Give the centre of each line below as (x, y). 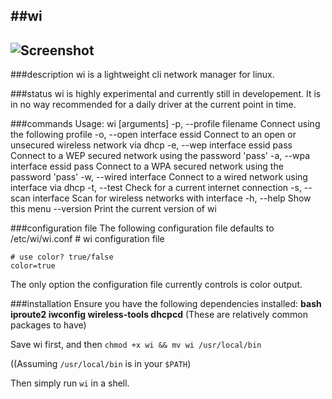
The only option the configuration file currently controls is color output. (156, 285)
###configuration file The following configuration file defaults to (142, 228)
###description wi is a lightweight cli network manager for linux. (142, 75)
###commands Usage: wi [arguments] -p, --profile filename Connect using (165, 124)
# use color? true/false (62, 257)
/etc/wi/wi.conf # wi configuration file (87, 239)
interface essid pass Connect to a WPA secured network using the (147, 166)
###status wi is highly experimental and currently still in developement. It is (166, 94)
